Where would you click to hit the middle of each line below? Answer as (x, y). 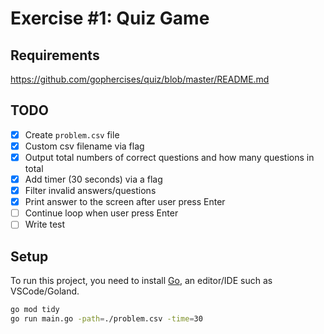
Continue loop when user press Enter (101, 213)
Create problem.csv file (72, 134)
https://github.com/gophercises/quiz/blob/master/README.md (140, 79)
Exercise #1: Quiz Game (110, 18)
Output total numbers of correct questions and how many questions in (169, 157)
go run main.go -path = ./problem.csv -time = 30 (106, 319)
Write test (45, 224)
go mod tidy (35, 310)
